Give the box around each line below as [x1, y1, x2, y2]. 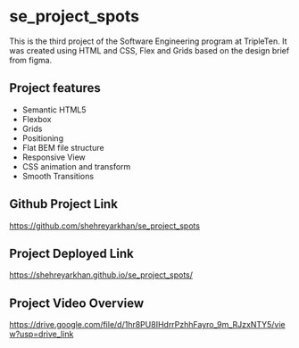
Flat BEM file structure [21, 142, 104, 153]
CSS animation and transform [21, 161, 131, 171]
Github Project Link [9, 196, 119, 211]
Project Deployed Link [9, 245, 134, 261]
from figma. [9, 54, 53, 65]
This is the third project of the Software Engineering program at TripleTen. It [9, 36, 287, 46]
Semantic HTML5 [21, 104, 87, 115]
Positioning [21, 132, 64, 144]
